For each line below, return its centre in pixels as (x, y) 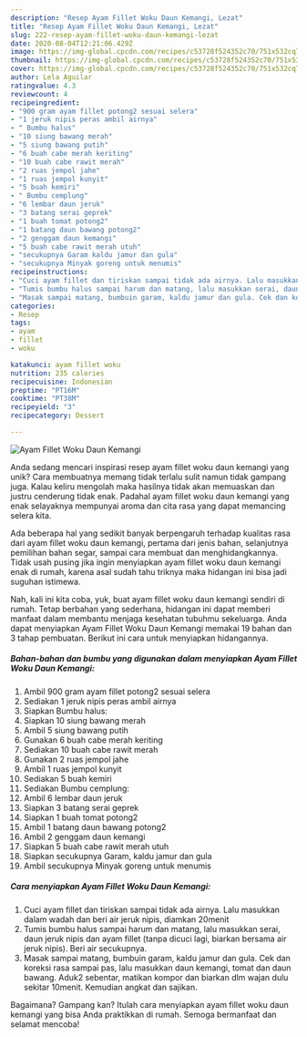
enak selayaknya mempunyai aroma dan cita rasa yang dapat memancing (148, 506)
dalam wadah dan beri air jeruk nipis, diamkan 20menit (126, 919)
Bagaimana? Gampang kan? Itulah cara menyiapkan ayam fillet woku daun (150, 1004)
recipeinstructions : (50, 272)
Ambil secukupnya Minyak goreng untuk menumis (118, 866)
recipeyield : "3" (43, 407)
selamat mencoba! (45, 1024)
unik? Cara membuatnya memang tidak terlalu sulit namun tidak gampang (148, 477)
